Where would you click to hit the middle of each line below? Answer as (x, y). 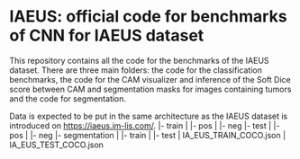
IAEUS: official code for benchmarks (148, 17)
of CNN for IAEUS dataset (107, 35)
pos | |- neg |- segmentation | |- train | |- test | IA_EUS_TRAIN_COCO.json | (148, 135)
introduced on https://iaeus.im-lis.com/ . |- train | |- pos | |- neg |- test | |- (145, 125)
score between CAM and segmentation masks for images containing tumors (150, 89)
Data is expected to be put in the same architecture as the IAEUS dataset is (149, 116)
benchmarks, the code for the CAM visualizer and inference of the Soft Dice (150, 79)
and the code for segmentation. (68, 98)
